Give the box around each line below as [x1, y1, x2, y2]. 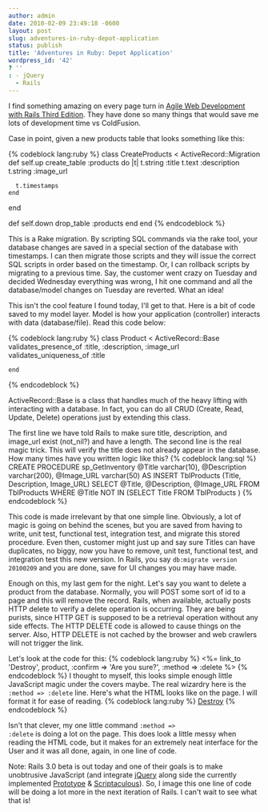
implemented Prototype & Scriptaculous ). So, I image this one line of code [8, 778, 252, 788]
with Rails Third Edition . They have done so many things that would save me [8, 109, 259, 119]
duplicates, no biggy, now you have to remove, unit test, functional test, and [8, 546, 258, 555]
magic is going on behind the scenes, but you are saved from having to [8, 520, 242, 530]
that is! [8, 795, 31, 805]
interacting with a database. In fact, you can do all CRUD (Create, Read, [8, 404, 244, 413]
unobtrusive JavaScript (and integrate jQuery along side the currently [8, 769, 238, 779]
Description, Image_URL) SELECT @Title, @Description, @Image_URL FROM [8, 479, 260, 489]
